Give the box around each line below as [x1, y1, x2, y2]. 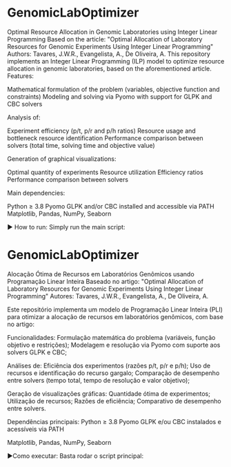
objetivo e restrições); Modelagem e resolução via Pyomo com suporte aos [7, 341, 221, 349]
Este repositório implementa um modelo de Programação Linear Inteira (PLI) [7, 305, 223, 314]
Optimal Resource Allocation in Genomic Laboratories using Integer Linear [7, 28, 218, 36]
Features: [7, 71, 34, 80]
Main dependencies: [7, 189, 66, 197]
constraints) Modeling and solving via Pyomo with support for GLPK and [7, 92, 212, 101]
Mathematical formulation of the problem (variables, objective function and [7, 85, 220, 93]
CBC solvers [7, 99, 43, 108]
